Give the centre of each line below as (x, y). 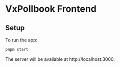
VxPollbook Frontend (51, 9)
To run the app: (21, 40)
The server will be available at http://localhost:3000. (60, 59)
